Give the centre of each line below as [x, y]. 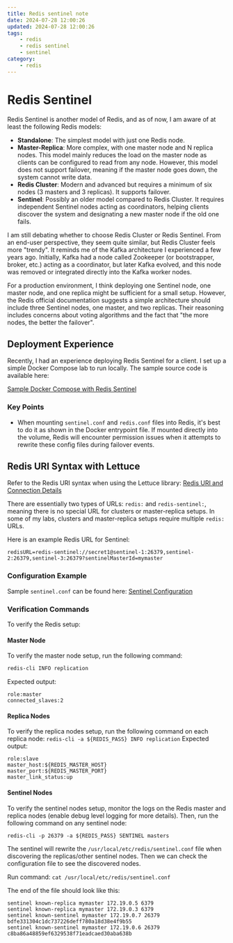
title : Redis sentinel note [48, 14]
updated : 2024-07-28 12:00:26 [51, 26]
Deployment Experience [61, 344]
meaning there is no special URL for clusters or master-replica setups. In [111, 512]
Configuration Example [47, 576]
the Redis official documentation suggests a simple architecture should [109, 300]
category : [22, 59]
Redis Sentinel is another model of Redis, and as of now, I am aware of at [112, 119]
